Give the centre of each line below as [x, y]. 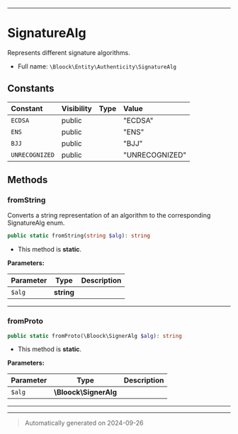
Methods [28, 180]
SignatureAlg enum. [36, 223]
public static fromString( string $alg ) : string [79, 236]
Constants [31, 89]
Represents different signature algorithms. [69, 52]
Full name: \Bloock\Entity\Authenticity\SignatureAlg [97, 66]
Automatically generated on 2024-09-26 [84, 423]
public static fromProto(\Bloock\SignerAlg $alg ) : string [95, 336]
